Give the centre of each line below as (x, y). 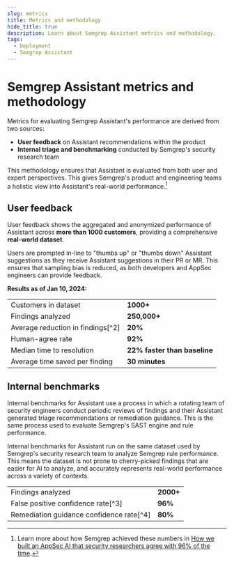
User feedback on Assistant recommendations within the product (111, 142)
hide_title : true (32, 26)
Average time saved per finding (62, 361)
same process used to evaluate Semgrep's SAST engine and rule (100, 425)
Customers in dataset (46, 305)
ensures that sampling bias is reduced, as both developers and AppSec (110, 268)
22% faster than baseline (170, 350)
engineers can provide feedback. (55, 275)
